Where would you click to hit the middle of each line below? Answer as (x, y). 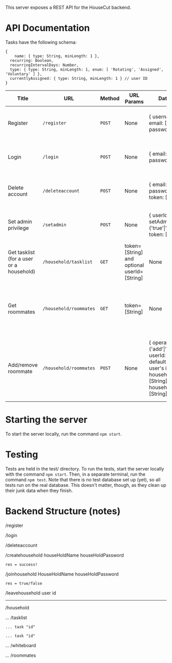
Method (110, 98)
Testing (22, 455)
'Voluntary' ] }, (24, 74)
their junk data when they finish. (39, 490)
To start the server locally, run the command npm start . (63, 434)
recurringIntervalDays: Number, (45, 65)
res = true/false (24, 583)
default (158, 361)
